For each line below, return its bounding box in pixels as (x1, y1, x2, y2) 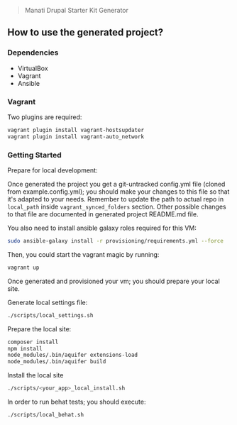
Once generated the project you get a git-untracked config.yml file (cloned (7, 180, 226, 189)
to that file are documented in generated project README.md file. (7, 210, 199, 219)
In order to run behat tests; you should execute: (7, 397, 146, 407)
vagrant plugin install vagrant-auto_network (7, 133, 144, 140)
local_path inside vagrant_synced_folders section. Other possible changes (7, 202, 226, 211)
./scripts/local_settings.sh (7, 311, 94, 319)
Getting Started (7, 150, 62, 160)
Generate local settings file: (7, 298, 88, 307)
